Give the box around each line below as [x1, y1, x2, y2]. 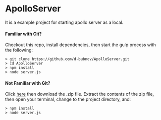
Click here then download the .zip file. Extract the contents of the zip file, [5, 91, 154, 97]
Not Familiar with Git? [5, 80, 51, 86]
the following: [5, 47, 33, 53]
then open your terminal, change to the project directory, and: [5, 96, 131, 102]
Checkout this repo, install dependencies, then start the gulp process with [5, 42, 156, 48]
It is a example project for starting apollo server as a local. [5, 19, 124, 25]
